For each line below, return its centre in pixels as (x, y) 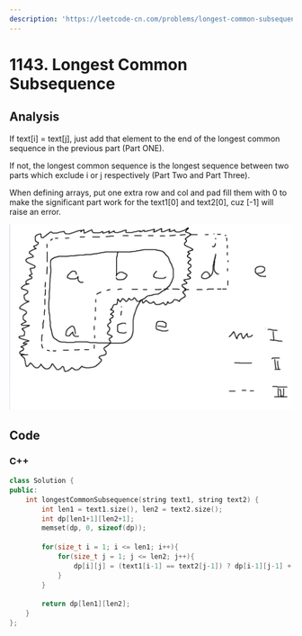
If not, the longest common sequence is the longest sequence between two (149, 166)
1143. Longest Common (98, 64)
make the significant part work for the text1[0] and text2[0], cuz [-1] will (142, 202)
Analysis (35, 117)
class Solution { (42, 481)
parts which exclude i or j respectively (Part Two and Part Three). (129, 175)
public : (24, 490)
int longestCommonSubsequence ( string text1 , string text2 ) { (142, 499)
